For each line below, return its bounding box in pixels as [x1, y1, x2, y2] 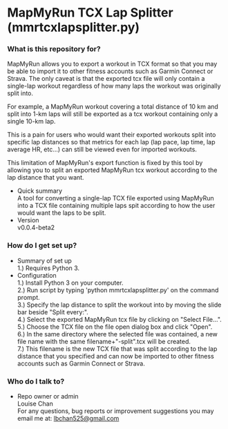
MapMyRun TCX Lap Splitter [7, 5, 174, 21]
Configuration [17, 271, 57, 279]
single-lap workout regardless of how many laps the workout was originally [7, 82, 221, 90]
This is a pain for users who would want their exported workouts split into [7, 131, 216, 139]
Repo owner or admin [17, 392, 79, 401]
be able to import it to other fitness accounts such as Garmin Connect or [7, 67, 213, 75]
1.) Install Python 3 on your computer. [17, 278, 124, 287]
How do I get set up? [7, 240, 77, 250]
